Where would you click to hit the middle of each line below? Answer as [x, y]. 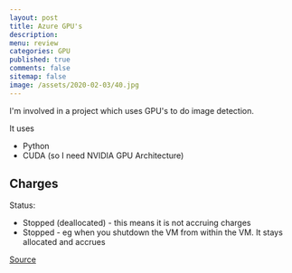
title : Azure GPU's [46, 26]
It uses [22, 128]
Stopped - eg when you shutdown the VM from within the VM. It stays [152, 232]
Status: [23, 205]
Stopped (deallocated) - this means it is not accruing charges [137, 223]
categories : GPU [40, 52]
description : [34, 34]
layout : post [34, 18]
